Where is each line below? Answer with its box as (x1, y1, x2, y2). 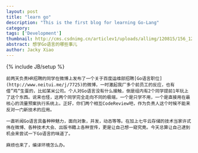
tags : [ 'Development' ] (6, 31, 62, 36)
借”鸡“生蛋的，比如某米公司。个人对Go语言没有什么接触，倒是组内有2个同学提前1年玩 (6, 88, 184, 94)
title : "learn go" (6, 14, 51, 20)
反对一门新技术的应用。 (6, 107, 55, 112)
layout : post (6, 8, 38, 15)
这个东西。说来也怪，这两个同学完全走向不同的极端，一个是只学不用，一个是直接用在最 (10, 94, 190, 100)
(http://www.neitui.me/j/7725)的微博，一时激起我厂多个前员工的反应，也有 (6, 82, 175, 88)
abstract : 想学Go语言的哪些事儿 (6, 42, 78, 48)
